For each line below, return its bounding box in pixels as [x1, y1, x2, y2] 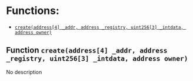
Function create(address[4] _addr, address [6, 45, 168, 55]
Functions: [6, 4, 60, 17]
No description [6, 68, 42, 75]
